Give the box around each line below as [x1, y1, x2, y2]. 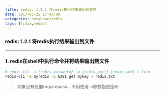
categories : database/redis [5, 16, 63, 21]
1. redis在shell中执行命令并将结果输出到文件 [5, 58, 110, 64]
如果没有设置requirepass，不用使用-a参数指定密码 [17, 83, 119, 89]
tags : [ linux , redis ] [5, 21, 48, 26]
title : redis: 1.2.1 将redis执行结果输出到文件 [5, 7, 97, 12]
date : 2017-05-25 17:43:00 [5, 12, 60, 17]
